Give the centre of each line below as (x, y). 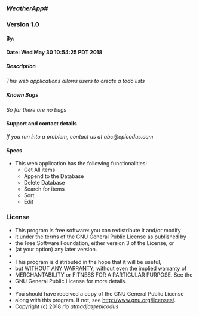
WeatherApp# (27, 8)
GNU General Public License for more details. (71, 281)
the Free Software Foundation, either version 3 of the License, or (94, 243)
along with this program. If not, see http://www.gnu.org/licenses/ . (95, 300)
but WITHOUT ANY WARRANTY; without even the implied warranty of (101, 268)
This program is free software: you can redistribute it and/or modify (98, 230)
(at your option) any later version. (56, 249)
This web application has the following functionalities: (81, 164)
